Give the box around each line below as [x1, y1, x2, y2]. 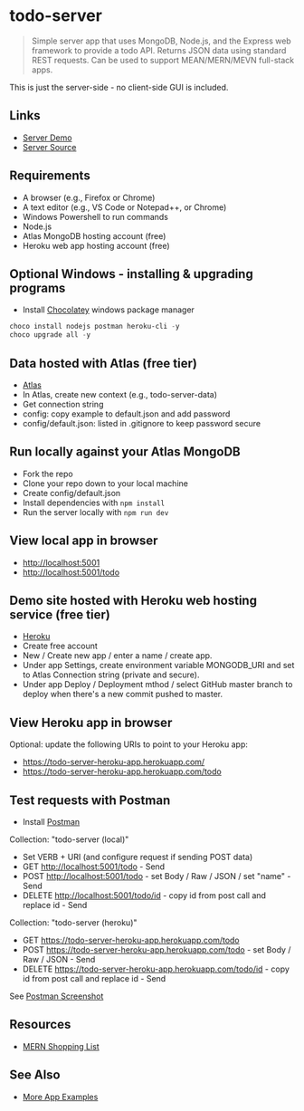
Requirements [9, 168, 90, 184]
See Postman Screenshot [9, 991, 104, 1001]
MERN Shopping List [22, 1040, 100, 1051]
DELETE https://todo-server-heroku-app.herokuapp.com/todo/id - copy [22, 963, 290, 974]
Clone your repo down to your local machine [22, 477, 188, 489]
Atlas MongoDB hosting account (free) [22, 230, 166, 241]
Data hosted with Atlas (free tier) [9, 355, 197, 371]
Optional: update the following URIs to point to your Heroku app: [9, 739, 249, 750]
